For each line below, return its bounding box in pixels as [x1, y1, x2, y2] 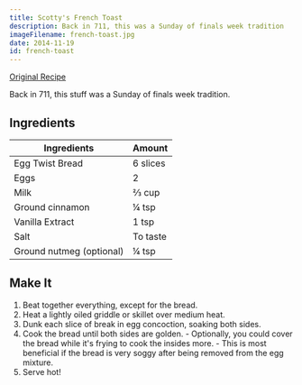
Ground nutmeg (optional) [14, 244, 124, 257]
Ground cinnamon [14, 200, 90, 213]
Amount [132, 142, 169, 154]
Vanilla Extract [14, 215, 75, 228]
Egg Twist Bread [14, 157, 84, 170]
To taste [132, 230, 167, 243]
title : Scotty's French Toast [9, 13, 124, 23]
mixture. [22, 357, 54, 368]
